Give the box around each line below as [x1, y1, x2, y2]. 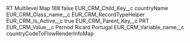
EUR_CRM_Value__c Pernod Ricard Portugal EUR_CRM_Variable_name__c [6, 24, 185, 30]
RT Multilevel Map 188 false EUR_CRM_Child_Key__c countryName [6, 5, 169, 11]
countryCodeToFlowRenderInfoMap [6, 30, 94, 37]
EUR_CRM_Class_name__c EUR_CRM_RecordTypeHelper [6, 11, 145, 18]
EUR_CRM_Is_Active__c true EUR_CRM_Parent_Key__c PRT [6, 17, 149, 24]
